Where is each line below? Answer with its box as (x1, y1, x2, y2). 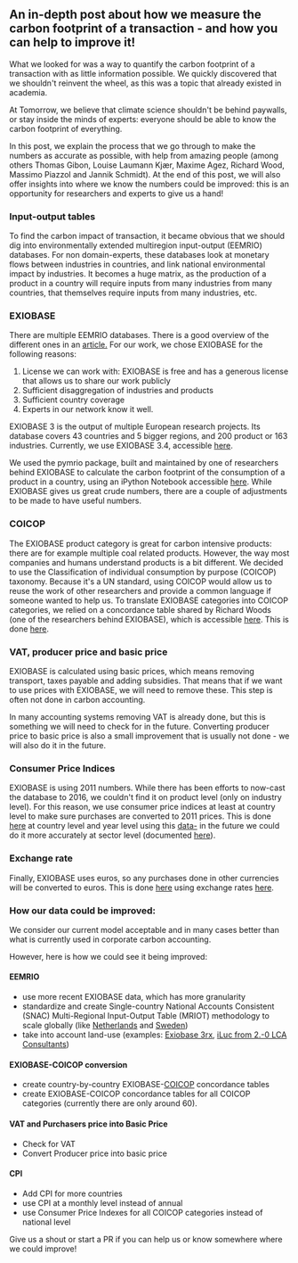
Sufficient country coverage (21, 394, 125, 405)
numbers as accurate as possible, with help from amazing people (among (9, 150, 278, 161)
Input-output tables (9, 210, 96, 222)
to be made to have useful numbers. (9, 495, 142, 507)
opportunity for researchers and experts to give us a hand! (9, 187, 224, 199)
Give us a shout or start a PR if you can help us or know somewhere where (9, 1234, 283, 1244)
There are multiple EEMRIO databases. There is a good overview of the (9, 330, 270, 341)
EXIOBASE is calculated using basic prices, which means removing (9, 666, 255, 676)
